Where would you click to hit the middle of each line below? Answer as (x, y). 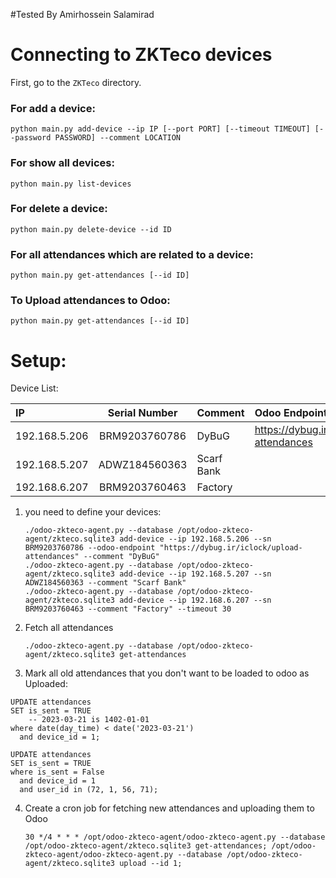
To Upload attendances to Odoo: (90, 301)
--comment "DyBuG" (121, 557)
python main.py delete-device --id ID (91, 229)
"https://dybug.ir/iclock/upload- (231, 548)
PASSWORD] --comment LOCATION (118, 138)
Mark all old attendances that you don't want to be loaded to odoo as (167, 673)
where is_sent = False (57, 772)
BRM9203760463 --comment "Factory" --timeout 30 (128, 609)
